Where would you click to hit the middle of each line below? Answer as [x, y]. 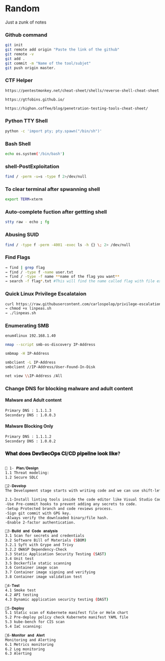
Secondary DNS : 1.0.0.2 [30, 441]
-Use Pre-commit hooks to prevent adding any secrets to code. [71, 504]
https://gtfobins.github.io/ [35, 99]
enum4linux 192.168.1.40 [30, 336]
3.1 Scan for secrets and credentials [45, 536]
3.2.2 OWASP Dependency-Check [36, 549]
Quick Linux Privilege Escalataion [46, 294]
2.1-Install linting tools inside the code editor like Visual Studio [79, 500]
